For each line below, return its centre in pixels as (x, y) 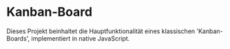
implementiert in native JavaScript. (81, 38)
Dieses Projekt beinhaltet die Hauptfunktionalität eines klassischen (101, 31)
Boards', (18, 38)
